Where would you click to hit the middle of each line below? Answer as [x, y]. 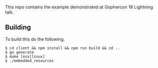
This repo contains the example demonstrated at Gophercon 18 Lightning [79, 7]
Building [18, 27]
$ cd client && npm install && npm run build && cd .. [63, 48]
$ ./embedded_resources [30, 61]
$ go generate [20, 52]
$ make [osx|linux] [25, 56]
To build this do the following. [35, 39]
